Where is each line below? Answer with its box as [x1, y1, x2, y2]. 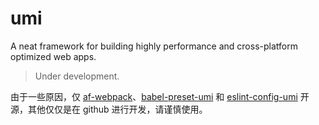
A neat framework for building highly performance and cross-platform [10, 40, 298, 52]
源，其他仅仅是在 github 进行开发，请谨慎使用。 [10, 103, 208, 115]
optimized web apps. [10, 50, 97, 62]
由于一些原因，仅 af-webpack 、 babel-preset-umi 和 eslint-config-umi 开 [10, 90, 310, 102]
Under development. [34, 70, 120, 82]
